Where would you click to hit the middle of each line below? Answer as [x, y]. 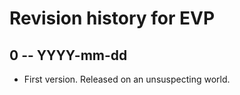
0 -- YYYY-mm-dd [68, 55]
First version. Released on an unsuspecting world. [127, 79]
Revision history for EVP [112, 18]
